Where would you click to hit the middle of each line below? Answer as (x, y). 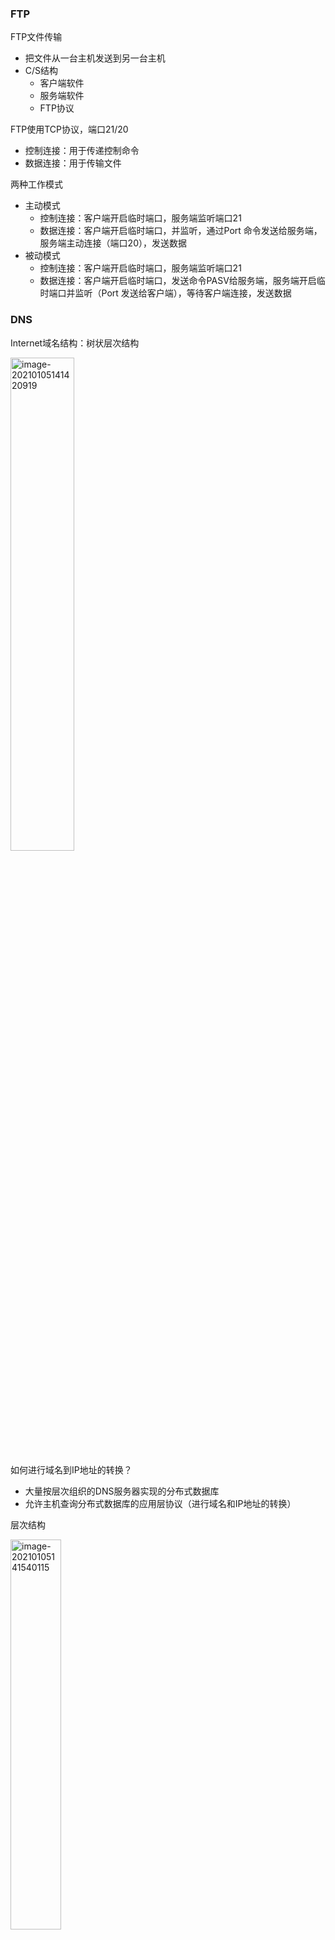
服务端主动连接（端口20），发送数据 (113, 243)
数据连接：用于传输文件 (73, 163)
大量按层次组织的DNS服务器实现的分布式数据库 (122, 1491)
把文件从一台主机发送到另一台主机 (95, 58)
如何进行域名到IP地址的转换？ (71, 1469)
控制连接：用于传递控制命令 (82, 151)
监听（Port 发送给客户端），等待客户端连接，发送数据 (183, 293)
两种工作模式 (36, 184)
